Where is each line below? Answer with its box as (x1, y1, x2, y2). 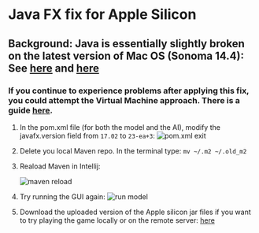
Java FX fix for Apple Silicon (8, 6, 197, 24)
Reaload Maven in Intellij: (19, 161, 101, 171)
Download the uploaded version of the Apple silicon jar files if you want (19, 207, 252, 216)
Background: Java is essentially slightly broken (8, 37, 246, 50)
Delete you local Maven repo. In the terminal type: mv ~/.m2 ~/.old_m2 (19, 146, 247, 155)
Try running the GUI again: (19, 191, 106, 202)
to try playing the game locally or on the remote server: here (19, 215, 215, 225)
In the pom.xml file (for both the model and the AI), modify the (19, 122, 220, 131)
